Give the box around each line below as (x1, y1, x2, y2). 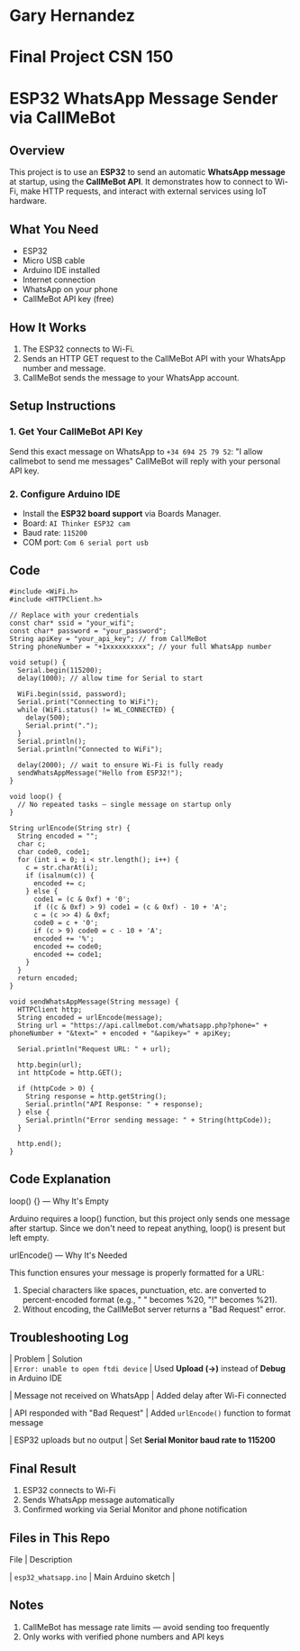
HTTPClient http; (17, 1004, 83, 1014)
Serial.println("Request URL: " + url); (17, 1044, 171, 1053)
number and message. (22, 362, 106, 373)
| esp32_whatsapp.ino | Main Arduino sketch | (9, 1572, 176, 1582)
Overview (9, 142, 66, 158)
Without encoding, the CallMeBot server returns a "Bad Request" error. (22, 1304, 286, 1315)
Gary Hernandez (9, 5, 135, 26)
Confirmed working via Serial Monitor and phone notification (22, 1504, 248, 1515)
